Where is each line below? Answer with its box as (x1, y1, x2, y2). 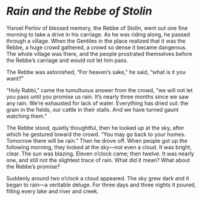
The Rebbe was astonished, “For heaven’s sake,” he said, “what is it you (6, 68, 186, 75)
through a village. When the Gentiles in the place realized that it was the (6, 37, 186, 44)
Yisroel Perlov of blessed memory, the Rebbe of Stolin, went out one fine (6, 24, 188, 32)
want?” (6, 75, 24, 82)
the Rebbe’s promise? (6, 163, 61, 170)
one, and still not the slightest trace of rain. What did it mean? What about (6, 156, 190, 163)
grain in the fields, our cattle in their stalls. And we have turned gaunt (6, 106, 179, 113)
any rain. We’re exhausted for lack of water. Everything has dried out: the (6, 99, 189, 107)
